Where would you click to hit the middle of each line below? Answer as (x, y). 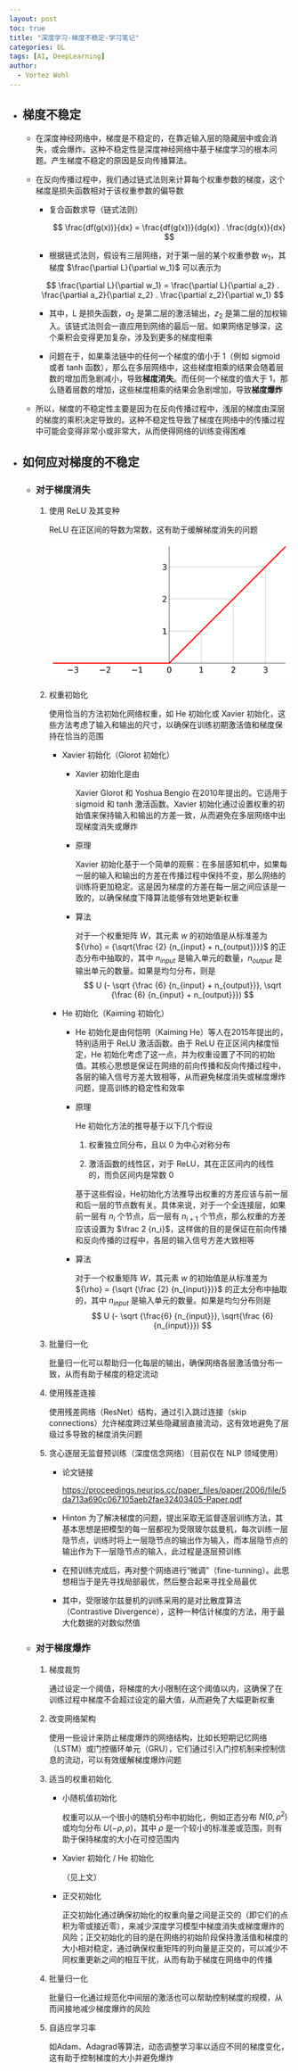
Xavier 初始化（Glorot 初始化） (118, 755)
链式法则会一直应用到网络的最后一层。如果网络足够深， (174, 327)
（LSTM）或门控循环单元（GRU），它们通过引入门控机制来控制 (163, 1748)
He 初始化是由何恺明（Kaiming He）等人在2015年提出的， (181, 1031)
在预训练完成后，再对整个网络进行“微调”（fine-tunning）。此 (172, 1570)
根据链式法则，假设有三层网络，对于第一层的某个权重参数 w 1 (160, 256)
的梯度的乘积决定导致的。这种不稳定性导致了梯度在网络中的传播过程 (160, 420)
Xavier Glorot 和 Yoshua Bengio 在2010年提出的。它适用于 (181, 793)
